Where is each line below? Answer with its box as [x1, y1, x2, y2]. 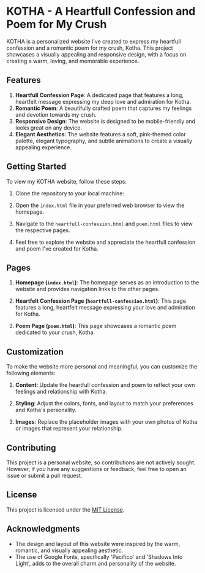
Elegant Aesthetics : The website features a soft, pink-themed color [15, 130, 187, 138]
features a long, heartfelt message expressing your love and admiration [15, 304, 195, 311]
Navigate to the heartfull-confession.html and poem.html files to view [15, 220, 193, 227]
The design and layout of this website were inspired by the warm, [15, 540, 181, 547]
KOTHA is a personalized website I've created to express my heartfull [6, 37, 181, 45]
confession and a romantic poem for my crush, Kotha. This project [6, 44, 173, 52]
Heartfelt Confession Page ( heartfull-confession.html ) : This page [15, 297, 187, 305]
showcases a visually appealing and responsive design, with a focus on [6, 50, 187, 58]
